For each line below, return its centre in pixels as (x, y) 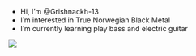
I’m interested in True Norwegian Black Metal (95, 20)
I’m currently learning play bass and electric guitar (104, 28)
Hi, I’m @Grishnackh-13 (60, 12)
